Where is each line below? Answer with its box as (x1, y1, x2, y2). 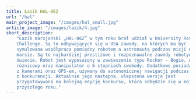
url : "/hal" (6, 14, 35, 20)
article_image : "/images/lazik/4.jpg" (6, 24, 100, 31)
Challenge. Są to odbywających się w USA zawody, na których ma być (16, 41, 187, 47)
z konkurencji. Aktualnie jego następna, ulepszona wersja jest (16, 73, 176, 79)
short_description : (6, 30, 54, 36)
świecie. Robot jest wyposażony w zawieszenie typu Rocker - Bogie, (16, 57, 187, 63)
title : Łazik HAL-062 (6, 8, 59, 15)
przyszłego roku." (16, 84, 61, 90)
